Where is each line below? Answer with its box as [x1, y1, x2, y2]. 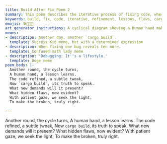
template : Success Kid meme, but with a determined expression [9, 40, 143, 45]
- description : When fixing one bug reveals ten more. [5, 44, 121, 49]
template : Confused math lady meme [9, 49, 83, 54]
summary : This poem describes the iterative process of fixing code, [5, 12, 153, 17]
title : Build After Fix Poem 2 [5, 7, 70, 12]
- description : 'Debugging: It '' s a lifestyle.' [5, 53, 108, 59]
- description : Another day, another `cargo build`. [5, 35, 117, 40]
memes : [5, 30, 19, 35]
